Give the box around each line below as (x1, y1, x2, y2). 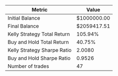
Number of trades (7, 63, 49, 70)
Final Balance (7, 23, 39, 29)
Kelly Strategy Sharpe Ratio (7, 47, 72, 53)
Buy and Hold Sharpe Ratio (7, 55, 71, 61)
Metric (31, 6, 48, 13)
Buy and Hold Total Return (7, 39, 69, 45)
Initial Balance (7, 15, 41, 21)
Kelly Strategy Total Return (7, 31, 70, 38)
